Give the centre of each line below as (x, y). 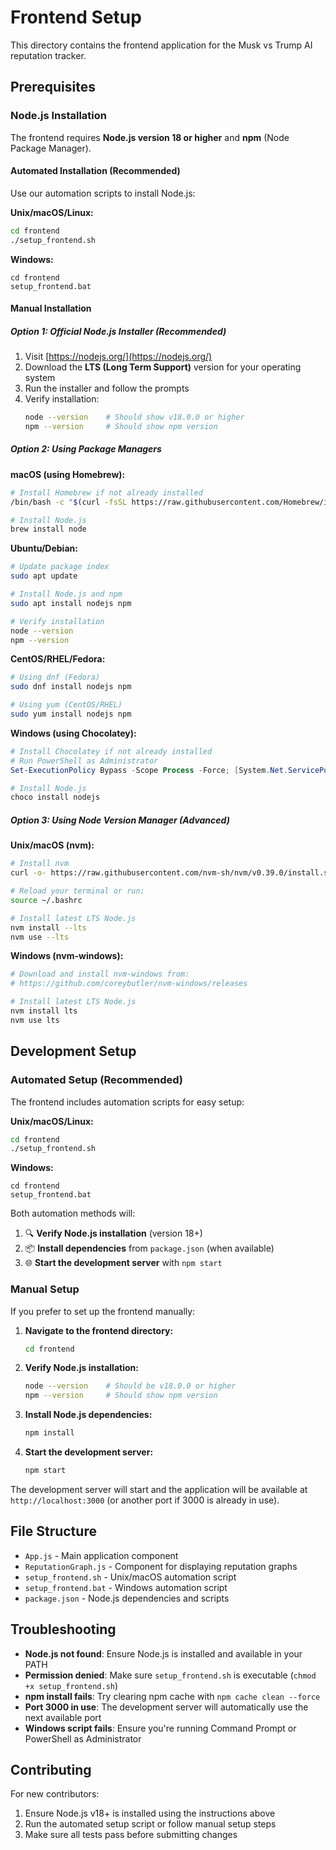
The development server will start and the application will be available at (159, 1489)
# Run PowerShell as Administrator (84, 761)
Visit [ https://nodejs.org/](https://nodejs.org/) (118, 357)
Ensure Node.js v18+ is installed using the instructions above (150, 1813)
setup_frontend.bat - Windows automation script (126, 1587)
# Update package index (60, 567)
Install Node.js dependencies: (88, 1415)
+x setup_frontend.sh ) (71, 1685)
